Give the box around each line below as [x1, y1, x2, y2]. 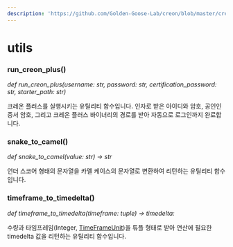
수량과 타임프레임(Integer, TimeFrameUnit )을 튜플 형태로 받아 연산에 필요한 [7, 223, 212, 232]
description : [7, 10, 45, 17]
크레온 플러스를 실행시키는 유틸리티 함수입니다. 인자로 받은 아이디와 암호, [7, 102, 203, 111]
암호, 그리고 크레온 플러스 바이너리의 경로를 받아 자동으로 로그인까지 [19, 111, 203, 119]
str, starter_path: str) [7, 88, 67, 96]
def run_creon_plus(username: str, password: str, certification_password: [7, 80, 217, 89]
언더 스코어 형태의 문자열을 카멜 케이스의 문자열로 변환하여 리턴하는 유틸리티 [7, 167, 213, 175]
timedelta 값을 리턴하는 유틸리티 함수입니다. [7, 232, 127, 240]
